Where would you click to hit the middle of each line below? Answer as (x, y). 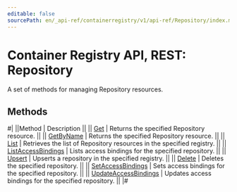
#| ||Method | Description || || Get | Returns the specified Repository (106, 129)
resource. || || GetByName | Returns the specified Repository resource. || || (116, 136)
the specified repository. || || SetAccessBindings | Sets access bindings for (116, 166)
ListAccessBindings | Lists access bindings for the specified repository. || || (117, 151)
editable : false (31, 14)
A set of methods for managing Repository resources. (85, 89)
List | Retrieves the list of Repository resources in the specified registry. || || (117, 143)
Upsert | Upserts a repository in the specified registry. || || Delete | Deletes (116, 158)
